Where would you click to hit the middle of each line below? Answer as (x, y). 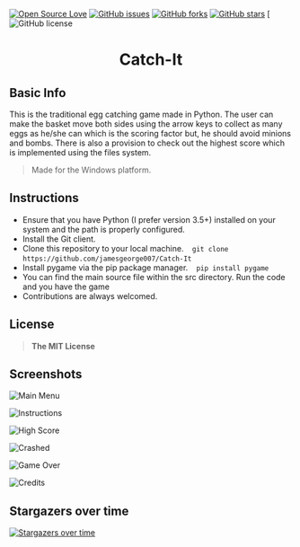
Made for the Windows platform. (91, 170)
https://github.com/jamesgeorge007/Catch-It (107, 259)
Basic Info (38, 93)
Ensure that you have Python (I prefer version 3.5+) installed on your (149, 219)
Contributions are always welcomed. (90, 296)
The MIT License (63, 346)
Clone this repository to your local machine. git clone (125, 248)
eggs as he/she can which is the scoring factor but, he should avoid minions (150, 133)
